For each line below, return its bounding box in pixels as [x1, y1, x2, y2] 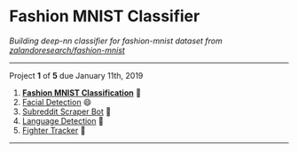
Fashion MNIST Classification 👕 [21, 87, 142, 98]
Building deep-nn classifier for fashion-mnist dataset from [9, 35, 223, 46]
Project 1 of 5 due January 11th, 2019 [9, 70, 144, 80]
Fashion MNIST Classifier [9, 6, 200, 27]
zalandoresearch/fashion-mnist [9, 44, 126, 55]
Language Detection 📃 [21, 115, 104, 126]
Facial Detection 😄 [21, 96, 92, 107]
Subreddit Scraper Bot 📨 [21, 106, 112, 117]
